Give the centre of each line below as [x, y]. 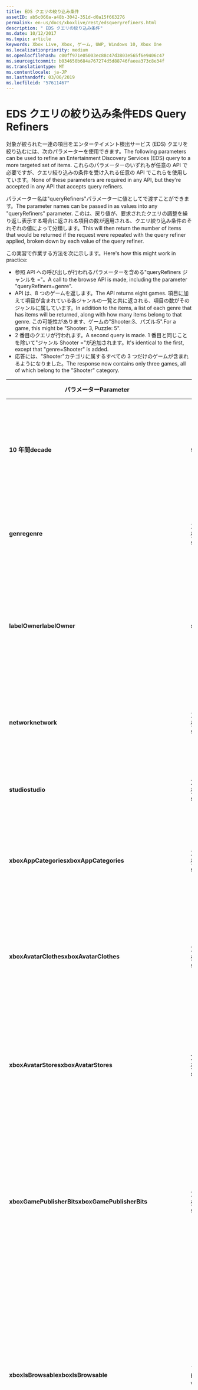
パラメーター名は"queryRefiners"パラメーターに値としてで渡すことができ [95, 198]
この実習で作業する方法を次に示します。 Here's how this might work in [91, 253]
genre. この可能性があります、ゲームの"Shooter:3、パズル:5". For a [95, 321]
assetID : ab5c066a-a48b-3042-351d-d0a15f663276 [66, 17]
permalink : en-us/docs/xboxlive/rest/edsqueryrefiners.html [82, 22]
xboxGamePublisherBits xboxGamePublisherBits [78, 1201]
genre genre [26, 533]
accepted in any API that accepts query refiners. [65, 186]
